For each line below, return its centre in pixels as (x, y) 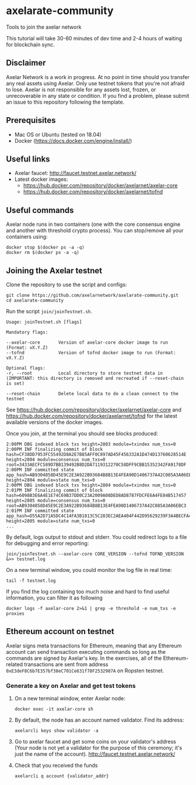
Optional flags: (26, 368)
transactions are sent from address (66, 664)
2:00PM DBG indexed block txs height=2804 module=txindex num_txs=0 (91, 485)
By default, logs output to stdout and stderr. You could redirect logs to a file (97, 537)
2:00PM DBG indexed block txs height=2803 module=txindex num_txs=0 (91, 444)
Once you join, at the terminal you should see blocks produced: (82, 433)
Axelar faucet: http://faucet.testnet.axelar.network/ (75, 173)
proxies (15, 613)
